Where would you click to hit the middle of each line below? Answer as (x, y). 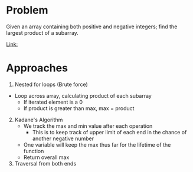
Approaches (37, 68)
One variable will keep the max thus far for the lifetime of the (97, 144)
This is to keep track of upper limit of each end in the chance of (109, 132)
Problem (27, 10)
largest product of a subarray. (42, 32)
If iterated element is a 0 (53, 102)
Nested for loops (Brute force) (51, 84)
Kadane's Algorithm (39, 120)
